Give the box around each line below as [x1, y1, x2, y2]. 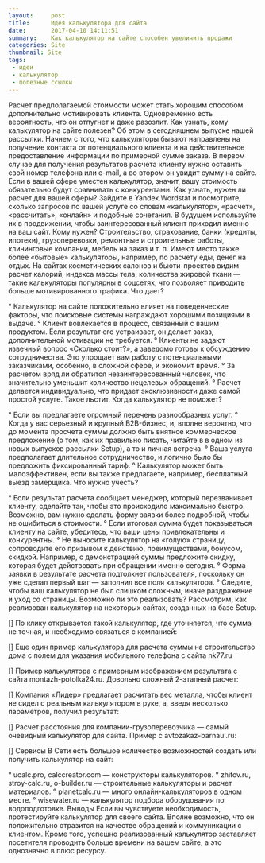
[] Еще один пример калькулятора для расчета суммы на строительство [8, 642, 255, 651]
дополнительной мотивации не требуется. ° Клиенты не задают [8, 335, 226, 344]
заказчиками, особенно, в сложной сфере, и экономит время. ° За [8, 360, 236, 370]
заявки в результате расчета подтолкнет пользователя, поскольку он [8, 569, 245, 578]
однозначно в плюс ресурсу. [8, 846, 107, 855]
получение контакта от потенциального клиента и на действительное [8, 142, 245, 152]
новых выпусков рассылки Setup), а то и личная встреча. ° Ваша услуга [8, 443, 253, 453]
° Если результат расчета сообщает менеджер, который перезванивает [8, 492, 253, 502]
